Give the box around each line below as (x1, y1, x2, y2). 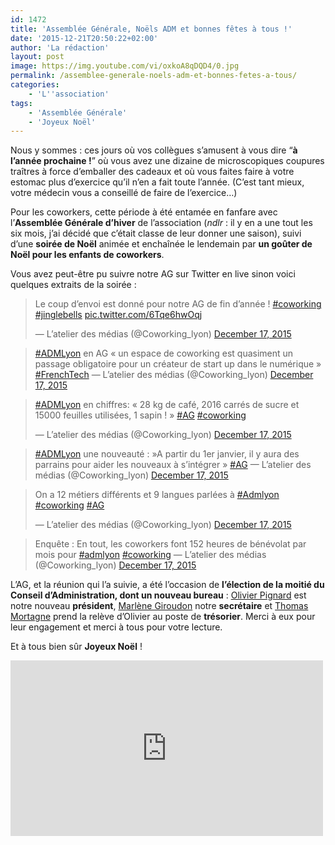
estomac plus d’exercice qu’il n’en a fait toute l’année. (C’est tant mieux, (10, 176, 305, 188)
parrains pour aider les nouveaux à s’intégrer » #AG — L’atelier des (34, 459, 312, 471)
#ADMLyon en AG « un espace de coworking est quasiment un (34, 347, 294, 360)
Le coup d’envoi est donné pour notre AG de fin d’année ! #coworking (34, 298, 322, 310)
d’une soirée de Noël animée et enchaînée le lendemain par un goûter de (10, 238, 313, 250)
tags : (10, 98, 33, 108)
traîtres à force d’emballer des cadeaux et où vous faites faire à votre (10, 166, 295, 178)
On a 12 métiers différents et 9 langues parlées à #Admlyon (34, 489, 280, 501)
